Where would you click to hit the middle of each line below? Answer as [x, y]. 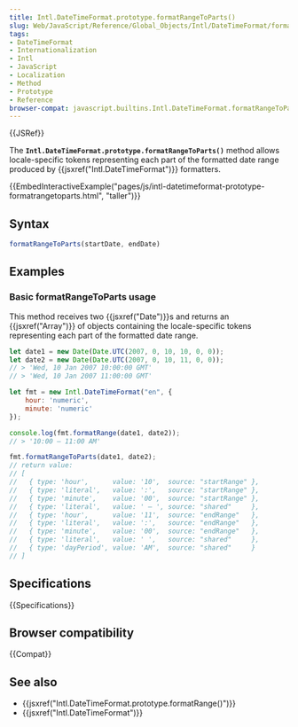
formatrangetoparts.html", [57, 196]
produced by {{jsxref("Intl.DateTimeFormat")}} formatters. [115, 169]
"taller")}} [123, 196]
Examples [37, 272]
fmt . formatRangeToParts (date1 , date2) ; [83, 457]
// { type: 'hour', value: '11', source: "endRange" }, [134, 515]
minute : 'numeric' [59, 409]
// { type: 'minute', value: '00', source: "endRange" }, [134, 532]
